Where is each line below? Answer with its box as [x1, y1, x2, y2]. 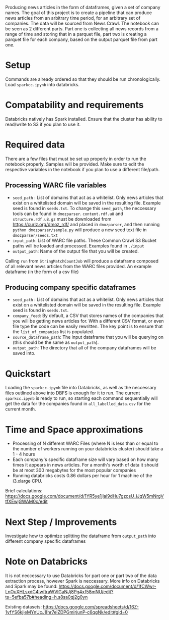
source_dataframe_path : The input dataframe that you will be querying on [12, 334, 164, 340]
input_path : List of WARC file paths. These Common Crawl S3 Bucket [12, 237, 157, 243]
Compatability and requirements [5, 99, 144, 111]
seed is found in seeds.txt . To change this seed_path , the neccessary [12, 205, 156, 211]
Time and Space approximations [5, 424, 143, 435]
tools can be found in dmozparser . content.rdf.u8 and [12, 211, 123, 217]
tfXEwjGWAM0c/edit [5, 498, 48, 504]
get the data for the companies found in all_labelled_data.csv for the [5, 401, 151, 407]
